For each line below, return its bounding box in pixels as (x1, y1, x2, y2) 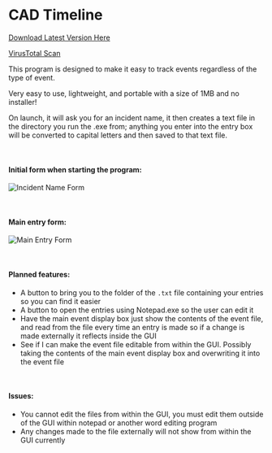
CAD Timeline (8, 6, 103, 24)
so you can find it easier (19, 296, 101, 306)
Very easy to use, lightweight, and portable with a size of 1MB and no (8, 88, 240, 98)
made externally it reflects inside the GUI (19, 331, 157, 341)
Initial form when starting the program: (8, 164, 142, 174)
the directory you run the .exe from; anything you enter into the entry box (8, 121, 253, 131)
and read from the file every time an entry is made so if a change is (19, 322, 245, 332)
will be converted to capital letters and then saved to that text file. (8, 130, 228, 140)
